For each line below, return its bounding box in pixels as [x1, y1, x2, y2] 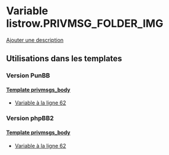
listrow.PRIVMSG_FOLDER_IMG [6, 17, 164, 30]
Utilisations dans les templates [6, 53, 123, 64]
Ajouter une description [6, 36, 64, 43]
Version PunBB [6, 71, 50, 80]
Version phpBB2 [6, 114, 55, 122]
